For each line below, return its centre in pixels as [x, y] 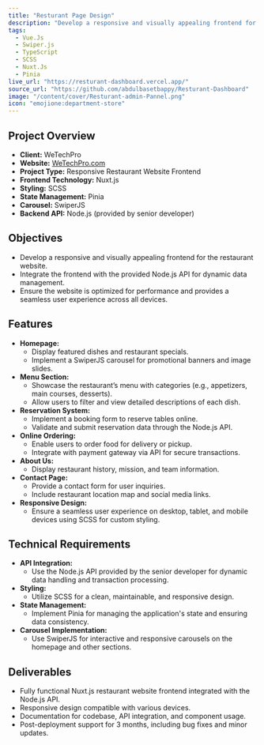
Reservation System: [55, 410]
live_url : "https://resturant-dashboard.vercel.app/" [99, 81]
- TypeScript [37, 52]
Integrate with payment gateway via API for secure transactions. [136, 452]
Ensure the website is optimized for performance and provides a [124, 291]
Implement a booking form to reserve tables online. [115, 419]
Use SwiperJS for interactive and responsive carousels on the [132, 639]
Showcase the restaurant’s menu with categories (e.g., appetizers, [139, 385]
